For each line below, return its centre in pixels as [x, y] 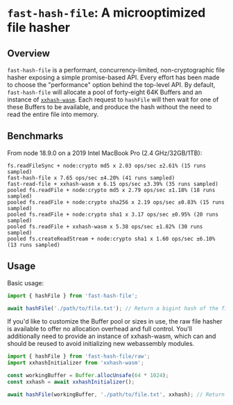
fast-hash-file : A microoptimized [106, 13]
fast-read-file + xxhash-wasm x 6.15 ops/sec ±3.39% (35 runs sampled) [113, 184]
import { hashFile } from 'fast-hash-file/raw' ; [79, 356]
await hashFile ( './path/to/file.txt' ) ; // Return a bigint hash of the [113, 308]
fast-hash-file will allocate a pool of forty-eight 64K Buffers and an [105, 92]
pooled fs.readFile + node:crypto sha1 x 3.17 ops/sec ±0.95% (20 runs [113, 214]
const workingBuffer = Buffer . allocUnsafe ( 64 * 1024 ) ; [88, 376]
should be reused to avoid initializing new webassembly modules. [101, 344]
